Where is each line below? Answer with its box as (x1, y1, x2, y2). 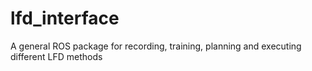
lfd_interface (10, 7, 120, 30)
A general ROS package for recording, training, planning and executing (10, 40, 302, 52)
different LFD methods (10, 50, 103, 62)
